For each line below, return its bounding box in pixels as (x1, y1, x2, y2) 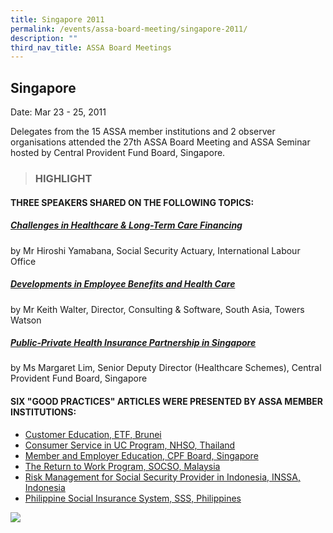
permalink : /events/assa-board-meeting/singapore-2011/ (10, 24, 248, 34)
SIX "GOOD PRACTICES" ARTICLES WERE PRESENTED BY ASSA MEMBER (10, 396, 323, 408)
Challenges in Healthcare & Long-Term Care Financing (10, 219, 243, 231)
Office (10, 255, 37, 267)
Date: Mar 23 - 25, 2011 (10, 106, 107, 118)
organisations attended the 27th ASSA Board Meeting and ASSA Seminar (10, 136, 311, 148)
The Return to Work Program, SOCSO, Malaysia (24, 460, 221, 472)
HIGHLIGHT (34, 171, 93, 185)
